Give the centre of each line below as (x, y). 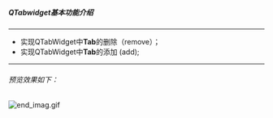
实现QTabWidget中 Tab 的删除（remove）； (90, 41)
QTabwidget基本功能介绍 (51, 12)
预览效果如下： (33, 79)
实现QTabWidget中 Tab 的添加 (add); (80, 52)
